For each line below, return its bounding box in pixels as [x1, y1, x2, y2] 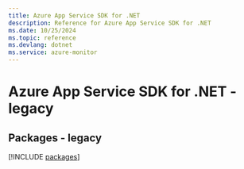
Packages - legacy [8, 131, 102, 144]
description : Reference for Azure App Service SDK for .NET [8, 19, 212, 27]
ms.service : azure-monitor [8, 48, 98, 56]
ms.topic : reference [8, 33, 77, 42]
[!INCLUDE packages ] [8, 152, 80, 161]
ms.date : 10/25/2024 [8, 26, 77, 34]
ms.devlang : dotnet [8, 41, 73, 49]
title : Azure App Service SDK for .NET [8, 11, 141, 20]
